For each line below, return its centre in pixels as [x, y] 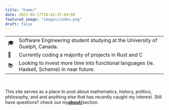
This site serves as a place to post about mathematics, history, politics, [79, 92]
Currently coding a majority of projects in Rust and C [81, 55]
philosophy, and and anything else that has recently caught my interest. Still [83, 97]
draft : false [19, 24]
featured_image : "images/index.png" [44, 19]
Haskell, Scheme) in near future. [57, 70]
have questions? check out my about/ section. [52, 102]
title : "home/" [21, 10]
